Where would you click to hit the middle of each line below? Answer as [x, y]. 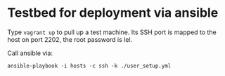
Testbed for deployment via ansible [113, 13]
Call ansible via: [30, 53]
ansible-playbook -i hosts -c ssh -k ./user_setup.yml [89, 66]
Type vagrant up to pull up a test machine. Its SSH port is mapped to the [112, 32]
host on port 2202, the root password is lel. [70, 39]
